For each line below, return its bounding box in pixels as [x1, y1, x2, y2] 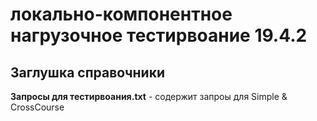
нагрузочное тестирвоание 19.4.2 [10, 24, 308, 47]
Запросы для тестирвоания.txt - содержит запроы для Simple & [10, 91, 288, 102]
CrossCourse [10, 101, 65, 113]
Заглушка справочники [10, 64, 165, 81]
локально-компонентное [10, 3, 233, 26]
